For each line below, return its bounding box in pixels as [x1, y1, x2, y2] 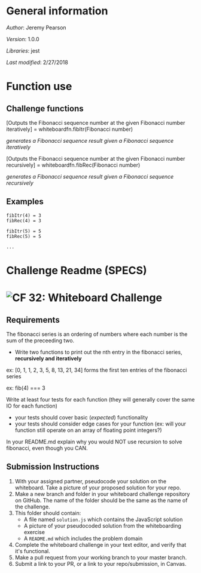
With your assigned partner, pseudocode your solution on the [14, 477, 166, 485]
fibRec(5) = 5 [6, 233, 42, 240]
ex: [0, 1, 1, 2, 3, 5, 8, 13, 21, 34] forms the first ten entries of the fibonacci [6, 366, 187, 373]
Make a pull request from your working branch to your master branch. [14, 554, 187, 561]
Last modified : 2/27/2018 [6, 59, 69, 66]
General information [6, 4, 108, 18]
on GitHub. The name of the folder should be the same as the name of [14, 497, 188, 504]
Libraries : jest [6, 47, 40, 54]
